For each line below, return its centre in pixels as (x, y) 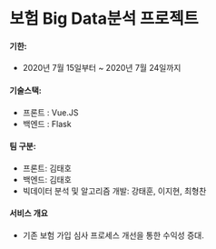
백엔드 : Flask (47, 124)
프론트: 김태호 (47, 168)
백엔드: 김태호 (47, 179)
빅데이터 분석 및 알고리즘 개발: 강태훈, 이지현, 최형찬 (114, 191)
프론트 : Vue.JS (50, 112)
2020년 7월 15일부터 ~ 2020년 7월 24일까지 (102, 68)
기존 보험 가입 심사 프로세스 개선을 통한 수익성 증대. (113, 235)
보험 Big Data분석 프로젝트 (104, 19)
